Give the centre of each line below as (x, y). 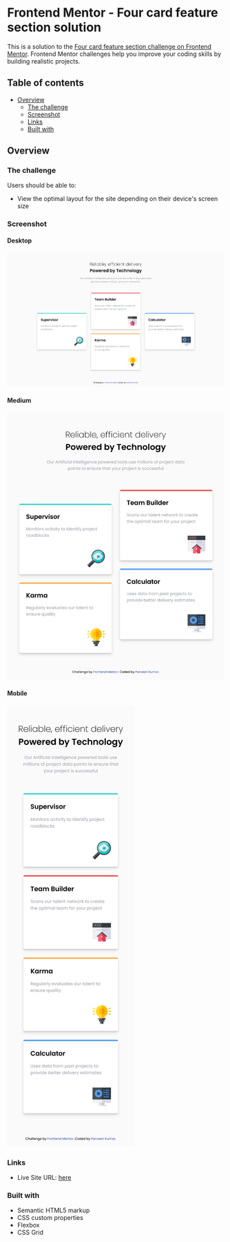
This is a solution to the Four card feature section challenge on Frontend (109, 46)
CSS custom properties (50, 1218)
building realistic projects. (44, 61)
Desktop (20, 241)
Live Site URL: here (44, 1177)
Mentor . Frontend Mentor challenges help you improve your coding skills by (114, 54)
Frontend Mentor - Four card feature (113, 13)
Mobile (17, 693)
